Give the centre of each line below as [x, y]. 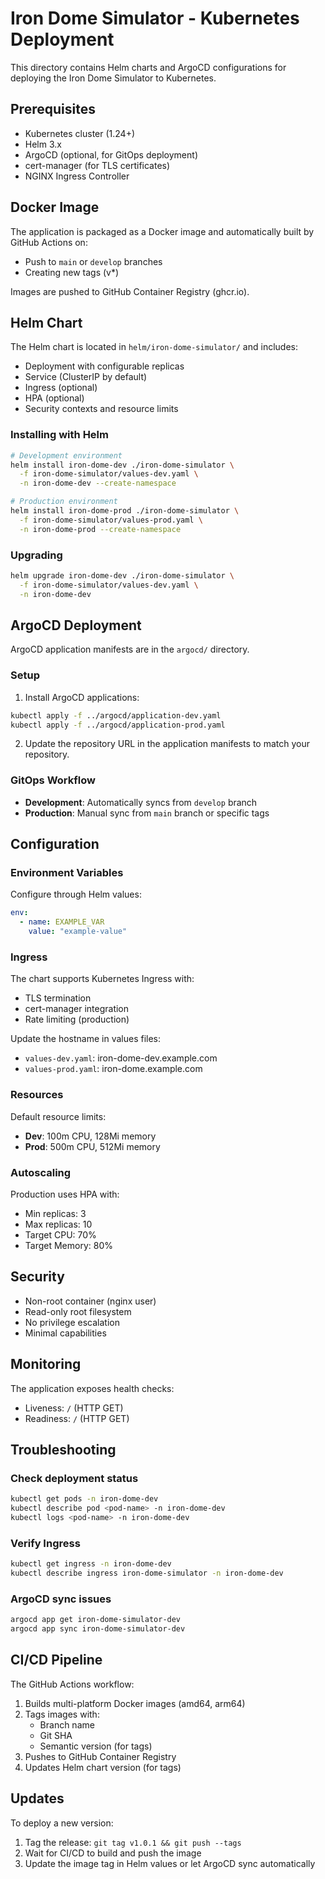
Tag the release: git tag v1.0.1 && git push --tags [133, 1842]
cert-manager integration [77, 1009]
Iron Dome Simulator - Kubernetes [155, 18]
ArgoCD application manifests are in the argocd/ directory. [130, 649]
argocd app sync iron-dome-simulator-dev [98, 1629]
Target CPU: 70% [60, 1234]
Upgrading [36, 555]
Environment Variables [67, 873]
